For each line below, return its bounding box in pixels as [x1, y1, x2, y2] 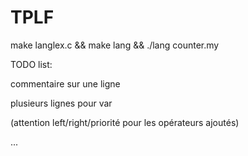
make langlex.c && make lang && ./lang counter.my [10, 39, 220, 51]
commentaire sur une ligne [10, 77, 121, 90]
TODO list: [10, 58, 53, 70]
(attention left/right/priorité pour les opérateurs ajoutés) [10, 116, 240, 128]
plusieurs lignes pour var [10, 97, 113, 109]
